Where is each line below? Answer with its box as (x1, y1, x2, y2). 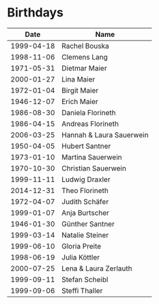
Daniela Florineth (61, 107, 116, 117)
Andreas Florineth (61, 118, 119, 128)
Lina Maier (61, 74, 96, 84)
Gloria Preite (61, 241, 102, 251)
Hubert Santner (61, 141, 111, 151)
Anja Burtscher (61, 207, 110, 217)
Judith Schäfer (61, 197, 109, 206)
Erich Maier (61, 97, 98, 106)
